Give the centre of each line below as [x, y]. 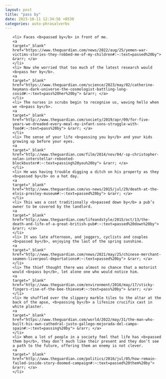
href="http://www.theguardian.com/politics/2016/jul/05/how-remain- [84, 359]
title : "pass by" [23, 14]
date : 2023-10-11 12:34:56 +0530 [40, 19]
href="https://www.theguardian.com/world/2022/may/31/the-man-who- [83, 320]
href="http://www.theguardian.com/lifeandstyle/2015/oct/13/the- [81, 220]
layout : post [19, 10]
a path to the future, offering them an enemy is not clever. [78, 346]
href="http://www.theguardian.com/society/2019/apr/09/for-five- [81, 120]
